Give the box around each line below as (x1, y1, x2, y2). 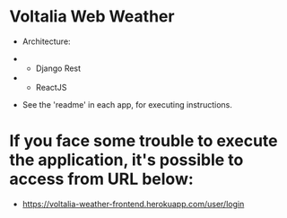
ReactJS (35, 82, 67, 92)
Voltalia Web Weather (9, 6, 175, 27)
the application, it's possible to (9, 150, 244, 170)
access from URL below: (9, 169, 195, 189)
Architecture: (22, 36, 71, 47)
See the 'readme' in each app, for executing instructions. (22, 99, 233, 109)
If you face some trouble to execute (9, 131, 278, 152)
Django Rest (35, 63, 82, 74)
